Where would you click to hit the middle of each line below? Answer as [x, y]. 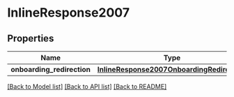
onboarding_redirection [51, 69]
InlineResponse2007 [69, 13]
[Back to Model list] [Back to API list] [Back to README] [87, 87]
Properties [31, 38]
